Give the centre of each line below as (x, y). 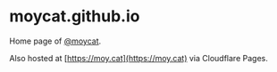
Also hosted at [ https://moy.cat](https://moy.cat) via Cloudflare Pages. (138, 58)
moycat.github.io (75, 16)
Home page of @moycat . (55, 41)
